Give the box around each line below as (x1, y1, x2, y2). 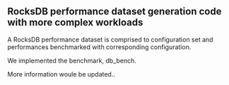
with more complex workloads (7, 17, 143, 29)
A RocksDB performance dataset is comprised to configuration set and (7, 35, 213, 44)
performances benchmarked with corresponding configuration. (7, 42, 192, 51)
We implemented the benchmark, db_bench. (7, 56, 136, 65)
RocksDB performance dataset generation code (7, 6, 222, 18)
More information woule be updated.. (7, 70, 115, 78)
